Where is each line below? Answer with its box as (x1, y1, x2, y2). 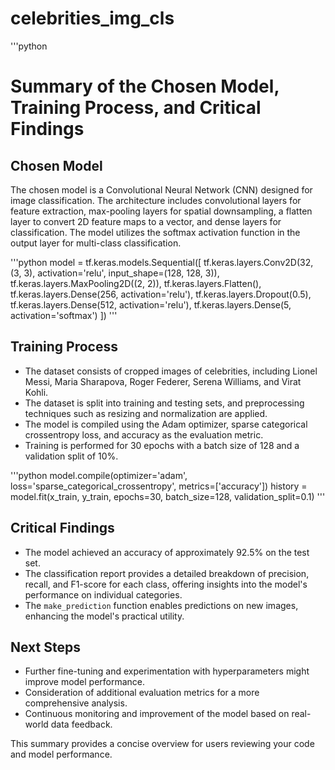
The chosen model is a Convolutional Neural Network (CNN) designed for (10, 183, 313, 196)
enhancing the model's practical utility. (24, 610, 185, 622)
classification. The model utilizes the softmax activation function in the (10, 226, 301, 238)
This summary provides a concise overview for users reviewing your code (10, 738, 315, 750)
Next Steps (10, 638, 81, 656)
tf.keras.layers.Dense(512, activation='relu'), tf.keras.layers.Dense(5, (10, 298, 292, 311)
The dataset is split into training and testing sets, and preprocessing (24, 397, 305, 409)
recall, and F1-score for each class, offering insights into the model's (24, 578, 308, 590)
